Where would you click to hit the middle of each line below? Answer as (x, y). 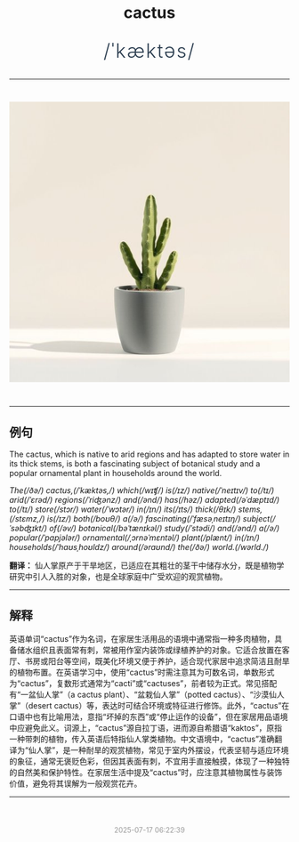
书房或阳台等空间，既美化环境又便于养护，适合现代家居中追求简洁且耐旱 (157, 660)
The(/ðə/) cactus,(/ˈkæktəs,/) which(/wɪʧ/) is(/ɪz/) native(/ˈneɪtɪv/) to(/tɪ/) (142, 490)
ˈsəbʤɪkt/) (28, 528)
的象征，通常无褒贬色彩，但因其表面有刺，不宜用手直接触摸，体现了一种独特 (149, 761)
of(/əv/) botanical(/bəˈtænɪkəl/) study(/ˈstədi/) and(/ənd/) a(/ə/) (164, 528)
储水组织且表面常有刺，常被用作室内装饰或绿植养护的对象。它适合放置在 (149, 650)
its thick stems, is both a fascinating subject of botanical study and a (135, 464)
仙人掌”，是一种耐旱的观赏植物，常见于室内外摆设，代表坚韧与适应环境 (158, 749)
